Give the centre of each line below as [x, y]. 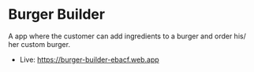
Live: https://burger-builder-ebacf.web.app [89, 59]
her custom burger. [39, 44]
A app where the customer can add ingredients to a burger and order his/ [127, 36]
